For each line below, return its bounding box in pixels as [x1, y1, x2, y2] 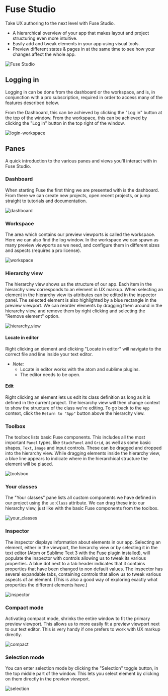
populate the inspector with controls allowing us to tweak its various [5, 555, 146, 561]
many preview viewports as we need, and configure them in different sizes [5, 242, 160, 248]
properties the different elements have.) [5, 582, 88, 588]
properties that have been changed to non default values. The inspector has [5, 566, 163, 572]
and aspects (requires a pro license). [5, 247, 81, 253]
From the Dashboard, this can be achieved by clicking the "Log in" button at [5, 109, 162, 115]
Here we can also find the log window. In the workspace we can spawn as [5, 237, 159, 243]
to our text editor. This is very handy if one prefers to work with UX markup [5, 626, 161, 632]
